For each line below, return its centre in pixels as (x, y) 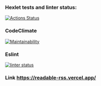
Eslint (12, 54)
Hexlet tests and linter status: (41, 7)
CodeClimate (21, 31)
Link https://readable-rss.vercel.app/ (51, 78)
